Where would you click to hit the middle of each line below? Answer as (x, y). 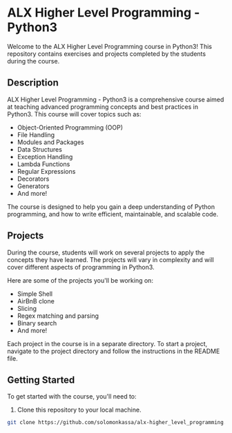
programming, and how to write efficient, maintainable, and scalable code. (113, 214)
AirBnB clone (36, 301)
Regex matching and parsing (58, 316)
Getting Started (41, 380)
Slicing (27, 308)
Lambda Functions (43, 164)
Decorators (33, 179)
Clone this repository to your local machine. (79, 410)
